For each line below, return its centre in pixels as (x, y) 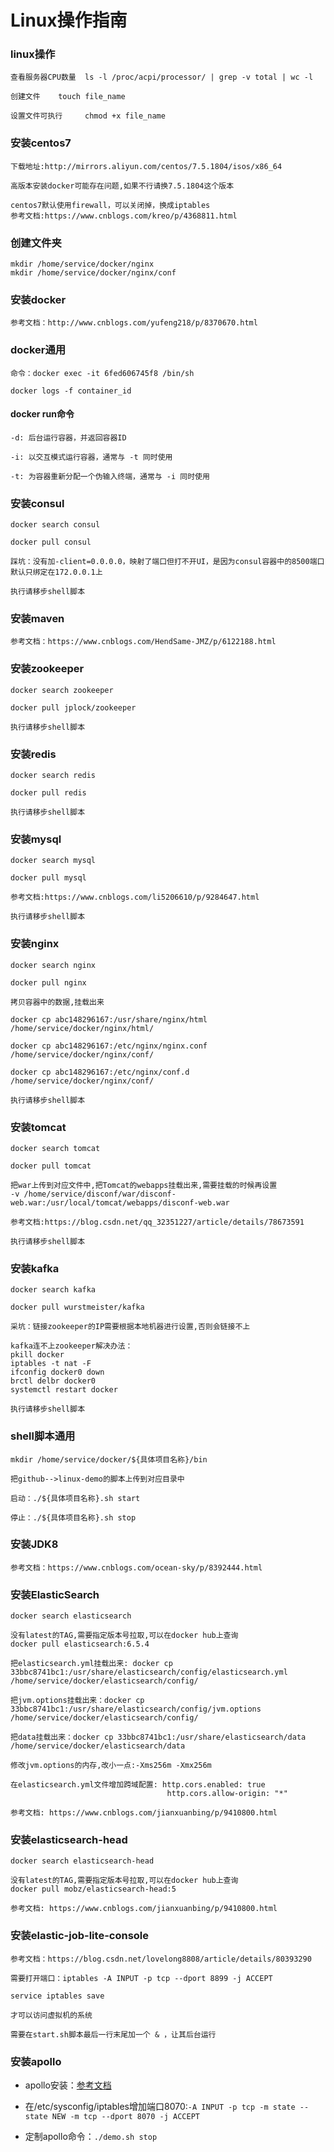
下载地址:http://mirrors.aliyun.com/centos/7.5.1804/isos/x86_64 (146, 166)
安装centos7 (41, 143)
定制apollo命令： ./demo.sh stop (91, 2137)
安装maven (37, 619)
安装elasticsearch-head (69, 1840)
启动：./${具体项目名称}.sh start (75, 1498)
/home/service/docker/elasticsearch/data (98, 1746)
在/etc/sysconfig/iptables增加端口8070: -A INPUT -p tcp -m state (160, 2107)
